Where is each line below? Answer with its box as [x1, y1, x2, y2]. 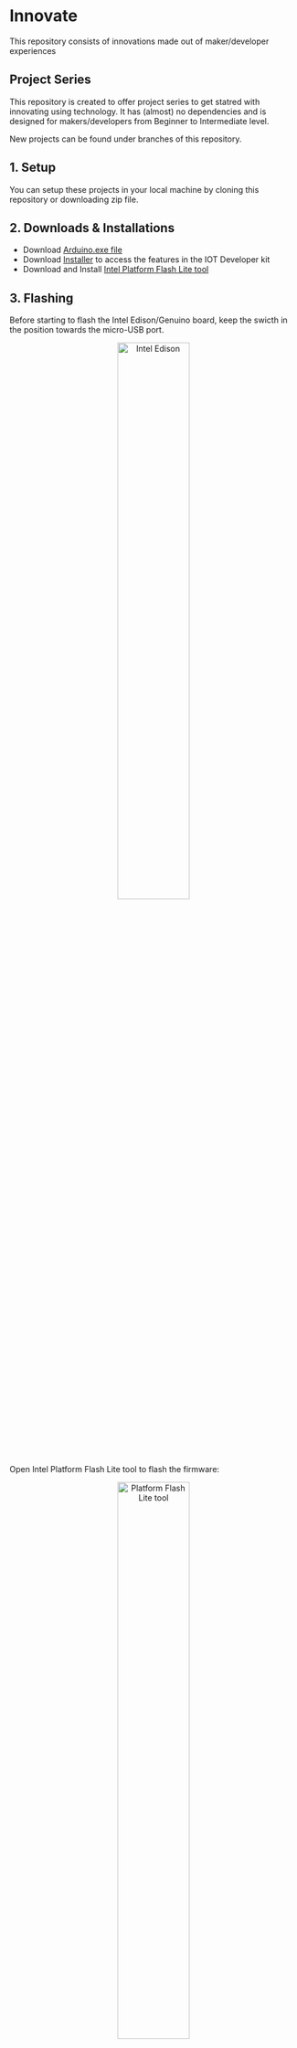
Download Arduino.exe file [22, 244, 123, 256]
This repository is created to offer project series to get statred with [9, 96, 260, 107]
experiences [9, 45, 57, 56]
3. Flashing [9, 290, 74, 306]
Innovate [9, 5, 78, 27]
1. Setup [9, 160, 57, 175]
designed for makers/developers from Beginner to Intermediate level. [9, 115, 270, 126]
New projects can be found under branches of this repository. [9, 133, 242, 144]
